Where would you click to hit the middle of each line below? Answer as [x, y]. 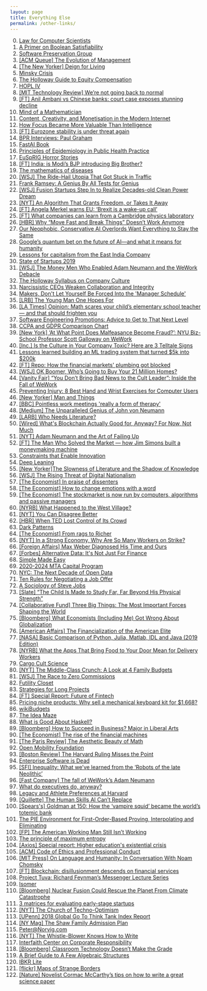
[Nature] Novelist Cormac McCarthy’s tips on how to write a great [101, 975]
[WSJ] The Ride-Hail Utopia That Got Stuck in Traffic [85, 177]
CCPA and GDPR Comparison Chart [64, 326]
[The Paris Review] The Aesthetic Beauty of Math [81, 741]
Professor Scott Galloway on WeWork [85, 339]
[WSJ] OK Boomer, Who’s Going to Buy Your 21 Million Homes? [98, 372]
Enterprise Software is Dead [54, 761]
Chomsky [31, 865]
